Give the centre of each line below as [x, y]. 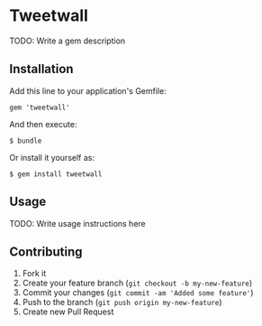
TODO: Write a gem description [68, 41]
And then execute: [43, 124]
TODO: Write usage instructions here [77, 223]
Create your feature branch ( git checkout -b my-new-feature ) [137, 283]
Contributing [46, 251]
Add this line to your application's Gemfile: [88, 90]
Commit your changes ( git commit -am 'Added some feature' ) [138, 293]
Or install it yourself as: [52, 157]
